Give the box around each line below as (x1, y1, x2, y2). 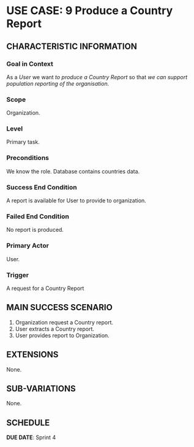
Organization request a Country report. (15, 318, 114, 326)
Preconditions (6, 154, 50, 162)
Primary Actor (6, 242, 49, 250)
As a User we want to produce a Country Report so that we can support (6, 73, 188, 80)
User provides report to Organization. (15, 332, 110, 339)
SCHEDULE (6, 418, 50, 428)
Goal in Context (6, 59, 54, 68)
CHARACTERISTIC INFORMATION (6, 41, 138, 52)
